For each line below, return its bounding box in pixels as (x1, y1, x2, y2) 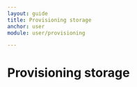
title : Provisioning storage (7, 17, 92, 23)
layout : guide (7, 10, 49, 17)
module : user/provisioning (7, 29, 86, 37)
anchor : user (7, 23, 45, 30)
